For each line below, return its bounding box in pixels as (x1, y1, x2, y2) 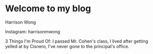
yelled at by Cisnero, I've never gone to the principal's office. (5, 43, 130, 49)
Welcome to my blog (5, 3, 91, 14)
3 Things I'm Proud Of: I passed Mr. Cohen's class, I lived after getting (5, 38, 149, 44)
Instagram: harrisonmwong (5, 28, 60, 34)
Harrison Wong (5, 19, 36, 25)
